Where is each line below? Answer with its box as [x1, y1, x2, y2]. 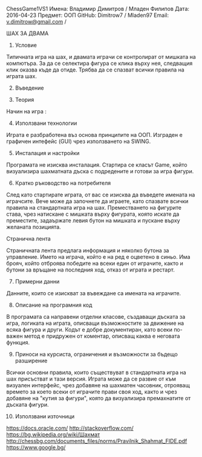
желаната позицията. [6, 224, 62, 230]
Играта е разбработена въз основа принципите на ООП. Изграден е [6, 132, 183, 138]
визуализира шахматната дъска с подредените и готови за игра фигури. [6, 168, 194, 175]
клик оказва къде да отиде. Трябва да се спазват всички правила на [6, 66, 184, 73]
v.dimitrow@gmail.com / [6, 18, 67, 25]
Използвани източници [15, 413, 75, 420]
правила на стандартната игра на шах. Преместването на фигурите [6, 204, 181, 211]
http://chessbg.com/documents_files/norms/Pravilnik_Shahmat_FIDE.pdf [6, 438, 187, 444]
